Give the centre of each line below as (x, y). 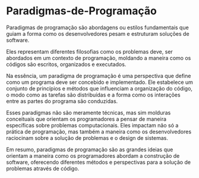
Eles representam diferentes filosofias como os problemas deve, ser (90, 51)
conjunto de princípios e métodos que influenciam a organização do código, (99, 88)
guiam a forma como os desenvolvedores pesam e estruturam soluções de (98, 33)
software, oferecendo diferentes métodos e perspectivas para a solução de (99, 162)
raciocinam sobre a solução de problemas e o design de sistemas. (87, 138)
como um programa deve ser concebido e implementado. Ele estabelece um (99, 82)
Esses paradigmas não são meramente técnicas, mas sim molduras (89, 113)
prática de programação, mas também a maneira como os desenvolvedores (99, 132)
